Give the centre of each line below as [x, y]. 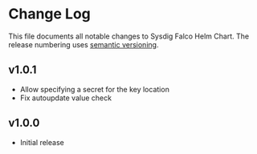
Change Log [49, 14]
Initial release [42, 142]
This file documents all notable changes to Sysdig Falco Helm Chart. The [129, 36]
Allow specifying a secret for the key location [95, 89]
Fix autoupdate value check [66, 98]
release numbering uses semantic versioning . [84, 44]
